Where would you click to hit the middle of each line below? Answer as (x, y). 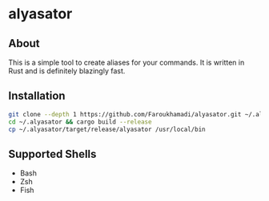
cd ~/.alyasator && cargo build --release (80, 122)
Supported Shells (52, 154)
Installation (37, 96)
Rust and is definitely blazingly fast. (67, 71)
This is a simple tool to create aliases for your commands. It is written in (126, 62)
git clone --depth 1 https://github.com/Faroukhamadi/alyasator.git (125, 114)
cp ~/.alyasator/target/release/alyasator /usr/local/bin (107, 129)
